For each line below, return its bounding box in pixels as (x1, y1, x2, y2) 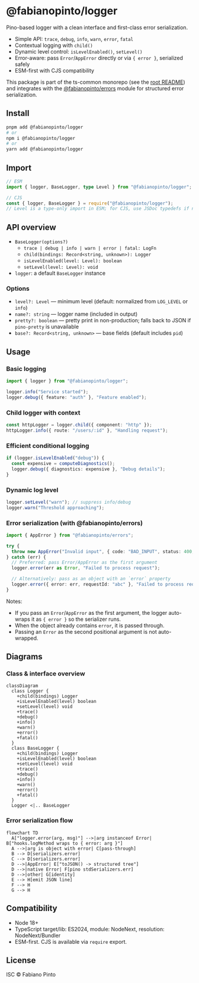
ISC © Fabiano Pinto (6, 971, 56, 978)
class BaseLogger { (11, 745, 60, 752)
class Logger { (11, 688, 49, 694)
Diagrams (6, 652, 43, 662)
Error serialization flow (6, 816, 73, 825)
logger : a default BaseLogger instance (14, 269, 106, 277)
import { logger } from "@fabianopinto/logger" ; (6, 378, 129, 384)
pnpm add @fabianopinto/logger (6, 124, 84, 130)
